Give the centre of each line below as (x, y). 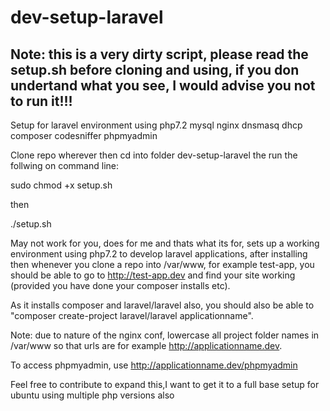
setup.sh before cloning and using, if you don (155, 69)
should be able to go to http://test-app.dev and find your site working (153, 275)
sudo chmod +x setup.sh (61, 185)
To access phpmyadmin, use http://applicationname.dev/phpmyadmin (154, 365)
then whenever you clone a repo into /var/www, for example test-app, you (162, 264)
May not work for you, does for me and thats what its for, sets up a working (165, 243)
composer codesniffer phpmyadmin (84, 135)
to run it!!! (41, 101)
